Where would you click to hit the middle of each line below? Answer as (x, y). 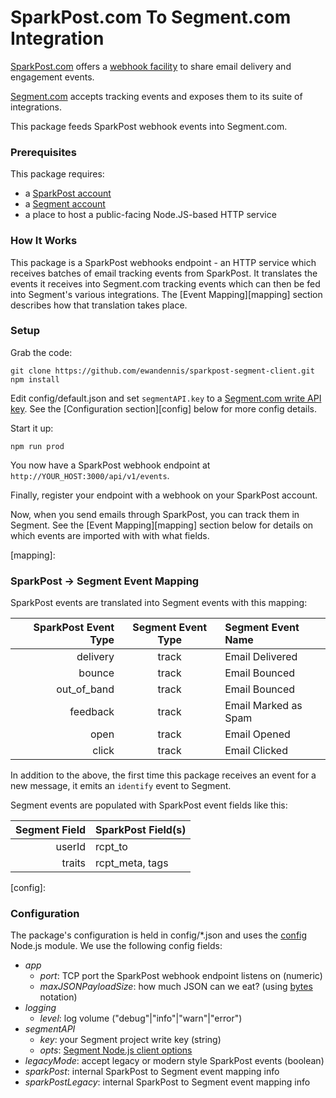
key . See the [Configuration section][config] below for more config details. (163, 408)
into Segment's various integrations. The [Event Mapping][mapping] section (166, 294)
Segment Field (51, 830)
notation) (58, 997)
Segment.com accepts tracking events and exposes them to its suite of (156, 96)
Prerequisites (43, 152)
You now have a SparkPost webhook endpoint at (110, 465)
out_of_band (85, 689)
